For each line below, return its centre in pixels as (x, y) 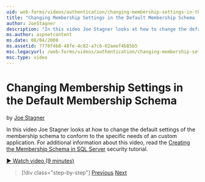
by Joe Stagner (26, 117)
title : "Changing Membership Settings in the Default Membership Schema (101, 18)
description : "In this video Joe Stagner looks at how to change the (97, 29)
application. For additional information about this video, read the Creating (98, 142)
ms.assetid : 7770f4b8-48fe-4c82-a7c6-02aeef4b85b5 (72, 46)
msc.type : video (27, 57)
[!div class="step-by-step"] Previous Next (74, 172)
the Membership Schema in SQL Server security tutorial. (77, 149)
